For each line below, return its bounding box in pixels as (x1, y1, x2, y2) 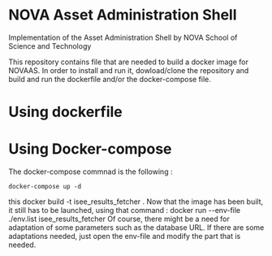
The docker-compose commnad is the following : (8, 167, 173, 176)
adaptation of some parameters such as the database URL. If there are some (8, 223, 265, 232)
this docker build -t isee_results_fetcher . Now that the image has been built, (8, 197, 264, 206)
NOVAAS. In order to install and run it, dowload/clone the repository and (8, 65, 249, 75)
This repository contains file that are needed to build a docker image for (8, 57, 249, 67)
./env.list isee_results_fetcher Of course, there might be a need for (8, 214, 230, 224)
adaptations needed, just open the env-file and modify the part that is (8, 232, 241, 241)
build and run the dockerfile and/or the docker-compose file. (8, 74, 211, 84)
